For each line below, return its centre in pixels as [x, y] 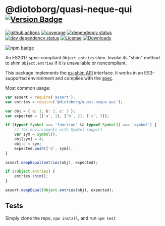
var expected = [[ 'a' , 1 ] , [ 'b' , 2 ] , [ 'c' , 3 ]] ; [57, 116]
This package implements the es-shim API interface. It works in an [74, 72]
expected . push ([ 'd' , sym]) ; [44, 148]
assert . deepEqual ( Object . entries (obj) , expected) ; [60, 190]
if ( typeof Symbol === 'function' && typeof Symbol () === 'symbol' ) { [81, 125]
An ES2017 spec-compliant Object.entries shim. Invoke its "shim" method [82, 57]
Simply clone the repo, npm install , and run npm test [61, 218]
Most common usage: [28, 88]
